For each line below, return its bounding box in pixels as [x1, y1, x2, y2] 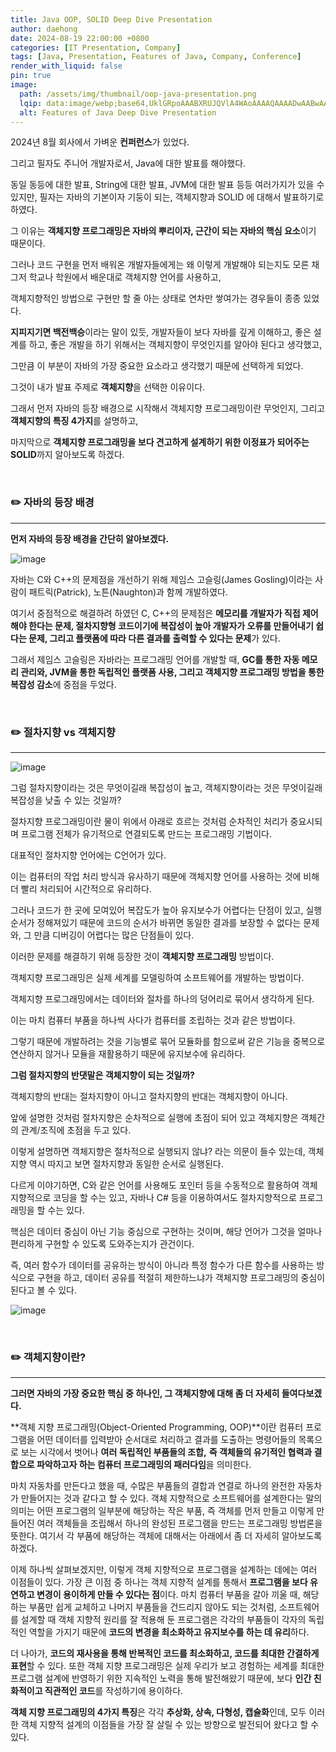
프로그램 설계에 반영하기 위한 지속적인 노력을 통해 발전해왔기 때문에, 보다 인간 [10, 1672, 312, 1685]
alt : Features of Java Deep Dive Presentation [19, 107, 217, 118]
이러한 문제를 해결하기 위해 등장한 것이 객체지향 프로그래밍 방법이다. [10, 950, 275, 962]
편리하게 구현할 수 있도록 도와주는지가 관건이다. [10, 1237, 195, 1250]
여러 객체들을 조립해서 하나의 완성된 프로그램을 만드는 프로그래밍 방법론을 [36, 1517, 323, 1530]
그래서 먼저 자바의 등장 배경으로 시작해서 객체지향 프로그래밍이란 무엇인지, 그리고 [10, 402, 326, 415]
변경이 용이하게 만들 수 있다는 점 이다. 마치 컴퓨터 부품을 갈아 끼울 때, [36, 1589, 301, 1601]
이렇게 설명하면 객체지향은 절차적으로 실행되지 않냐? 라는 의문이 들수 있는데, [10, 1145, 306, 1157]
